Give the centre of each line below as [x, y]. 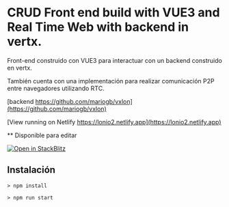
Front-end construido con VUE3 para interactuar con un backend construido [114, 60]
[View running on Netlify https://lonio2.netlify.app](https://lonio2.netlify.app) [114, 122]
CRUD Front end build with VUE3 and [113, 13]
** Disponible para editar [42, 135]
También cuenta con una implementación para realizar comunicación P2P [111, 81]
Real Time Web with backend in [98, 27]
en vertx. [19, 68]
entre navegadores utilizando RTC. [56, 88]
